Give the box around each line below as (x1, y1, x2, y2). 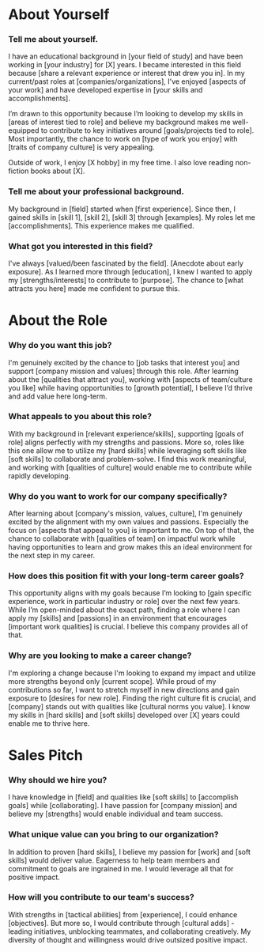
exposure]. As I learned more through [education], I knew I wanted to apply (8, 267, 253, 277)
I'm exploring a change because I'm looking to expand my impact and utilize (8, 668, 256, 678)
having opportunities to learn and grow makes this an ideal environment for (8, 542, 253, 552)
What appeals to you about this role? (8, 411, 153, 422)
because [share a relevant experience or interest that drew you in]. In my (8, 69, 245, 78)
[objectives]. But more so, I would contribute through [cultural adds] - (8, 918, 235, 927)
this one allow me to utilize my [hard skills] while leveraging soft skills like (8, 445, 247, 455)
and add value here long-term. (8, 391, 108, 401)
